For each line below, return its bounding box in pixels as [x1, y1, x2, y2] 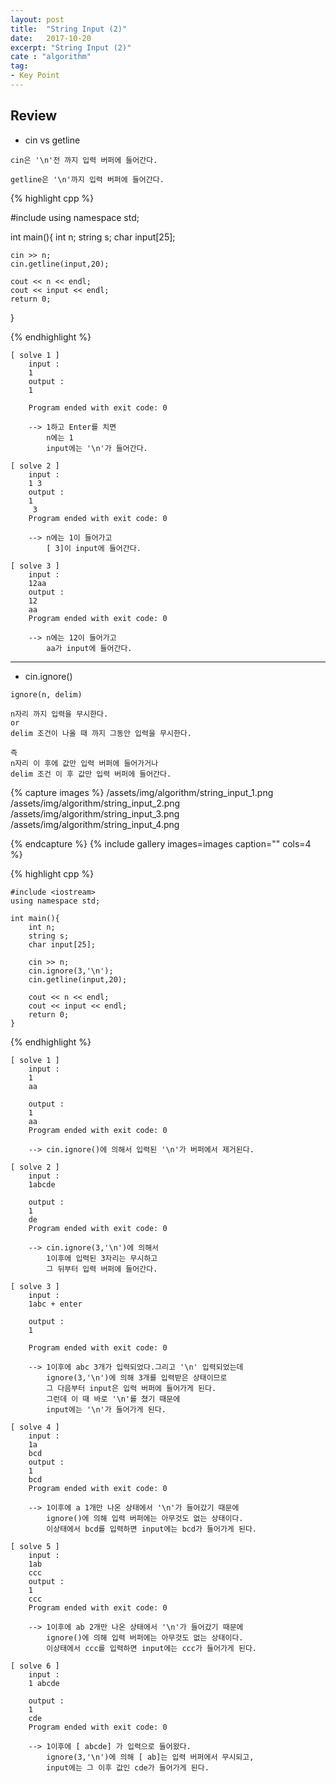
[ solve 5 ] [10, 1541, 60, 1551]
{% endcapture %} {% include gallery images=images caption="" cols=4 [10, 837, 312, 850]
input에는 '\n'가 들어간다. [46, 443, 148, 453]
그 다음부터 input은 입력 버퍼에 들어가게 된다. [46, 1383, 217, 1393]
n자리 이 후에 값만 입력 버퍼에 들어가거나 [10, 758, 159, 768]
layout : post [10, 14, 65, 25]
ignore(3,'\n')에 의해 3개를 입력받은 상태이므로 [46, 1372, 228, 1383]
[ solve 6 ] [10, 1661, 60, 1671]
